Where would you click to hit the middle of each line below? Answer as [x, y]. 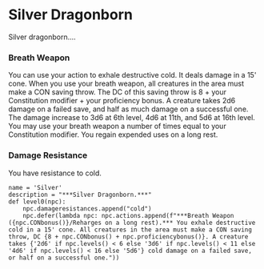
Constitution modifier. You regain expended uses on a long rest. [113, 134]
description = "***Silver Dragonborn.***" [80, 195]
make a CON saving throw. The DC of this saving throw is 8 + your [117, 92]
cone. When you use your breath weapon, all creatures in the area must [126, 84]
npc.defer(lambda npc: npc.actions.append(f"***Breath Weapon [128, 215]
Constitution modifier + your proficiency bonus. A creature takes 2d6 [122, 101]
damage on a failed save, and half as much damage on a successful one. [128, 109]
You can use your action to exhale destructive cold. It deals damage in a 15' [132, 75]
